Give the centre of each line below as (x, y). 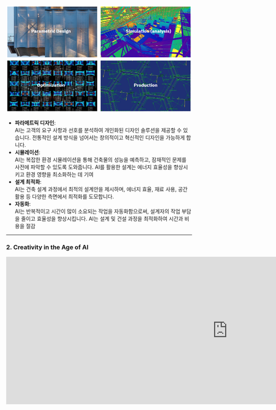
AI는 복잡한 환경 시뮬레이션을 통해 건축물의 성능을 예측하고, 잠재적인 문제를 (101, 159)
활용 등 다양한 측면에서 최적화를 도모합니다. (64, 196)
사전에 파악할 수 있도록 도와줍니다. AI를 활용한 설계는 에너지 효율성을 (93, 167)
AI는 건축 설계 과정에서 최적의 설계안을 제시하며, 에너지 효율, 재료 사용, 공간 (101, 189)
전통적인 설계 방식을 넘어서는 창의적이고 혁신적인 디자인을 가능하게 (109, 137)
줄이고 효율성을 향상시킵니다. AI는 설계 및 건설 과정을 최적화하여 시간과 (102, 218)
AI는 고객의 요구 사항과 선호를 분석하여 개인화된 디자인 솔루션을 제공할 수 (98, 130)
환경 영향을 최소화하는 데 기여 (60, 174)
